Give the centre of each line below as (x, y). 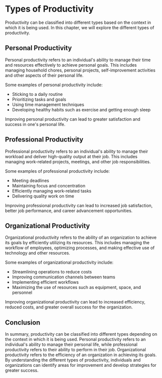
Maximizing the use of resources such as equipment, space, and (76, 288)
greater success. (22, 370)
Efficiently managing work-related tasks (52, 191)
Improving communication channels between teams (64, 277)
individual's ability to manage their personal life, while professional (71, 344)
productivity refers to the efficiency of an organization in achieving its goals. (81, 355)
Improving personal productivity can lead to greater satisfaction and (73, 119)
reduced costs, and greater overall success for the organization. (69, 307)
